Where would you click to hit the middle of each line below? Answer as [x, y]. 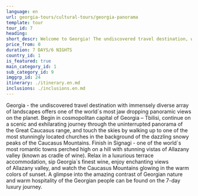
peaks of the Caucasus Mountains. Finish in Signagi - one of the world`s [94, 143]
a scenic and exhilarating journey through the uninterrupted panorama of [95, 124]
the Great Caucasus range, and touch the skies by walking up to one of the [97, 130]
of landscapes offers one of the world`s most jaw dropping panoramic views [99, 111]
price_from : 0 [24, 45]
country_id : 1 [24, 55]
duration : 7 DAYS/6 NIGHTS [39, 50]
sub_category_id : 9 [30, 72]
